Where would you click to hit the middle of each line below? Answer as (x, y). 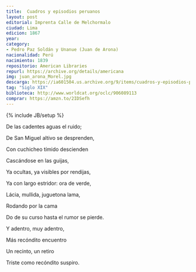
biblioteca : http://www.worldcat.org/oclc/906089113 (71, 93)
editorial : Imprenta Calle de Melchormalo (58, 22)
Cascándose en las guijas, (38, 160)
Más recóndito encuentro (36, 240)
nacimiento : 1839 (27, 60)
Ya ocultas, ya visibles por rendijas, (48, 172)
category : (18, 44)
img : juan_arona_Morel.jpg (39, 77)
